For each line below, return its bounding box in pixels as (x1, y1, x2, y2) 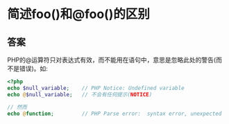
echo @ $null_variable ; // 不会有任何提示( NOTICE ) (7, 91, 153, 98)
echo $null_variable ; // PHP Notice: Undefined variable (7, 85, 185, 91)
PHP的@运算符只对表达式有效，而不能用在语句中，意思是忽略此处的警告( (7, 56, 217, 64)
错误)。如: (19, 64, 49, 73)
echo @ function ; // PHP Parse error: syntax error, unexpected (7, 110, 222, 117)
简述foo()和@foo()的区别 (7, 6, 151, 22)
